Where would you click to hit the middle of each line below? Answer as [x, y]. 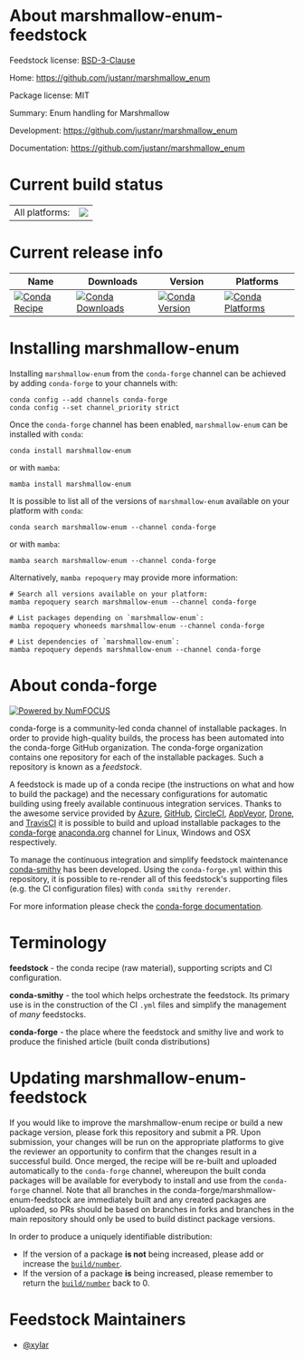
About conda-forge [83, 685]
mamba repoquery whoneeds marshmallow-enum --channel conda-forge [137, 626]
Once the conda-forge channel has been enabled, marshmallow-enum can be [148, 424]
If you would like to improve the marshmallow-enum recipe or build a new [146, 1122]
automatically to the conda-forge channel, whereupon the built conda [138, 1170]
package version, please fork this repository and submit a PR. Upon [135, 1132]
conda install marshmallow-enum [70, 451]
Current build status [86, 184]
